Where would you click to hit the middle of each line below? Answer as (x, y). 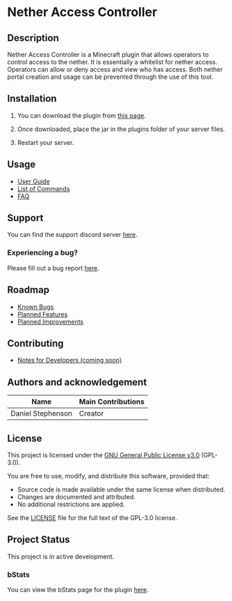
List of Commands (43, 188)
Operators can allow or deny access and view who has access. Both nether (115, 69)
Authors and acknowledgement (77, 382)
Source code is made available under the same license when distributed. (121, 489)
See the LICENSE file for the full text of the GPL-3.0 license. (92, 517)
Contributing (35, 343)
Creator (91, 413)
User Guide (33, 181)
